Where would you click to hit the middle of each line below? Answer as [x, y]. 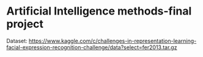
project [25, 24]
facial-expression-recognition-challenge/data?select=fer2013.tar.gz [92, 47]
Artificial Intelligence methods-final [99, 11]
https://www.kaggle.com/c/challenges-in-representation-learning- [113, 41]
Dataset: [17, 41]
